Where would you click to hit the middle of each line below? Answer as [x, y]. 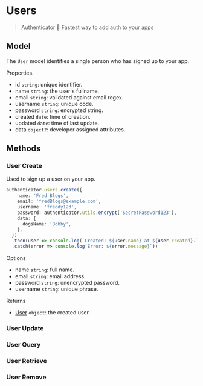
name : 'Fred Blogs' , [43, 196]
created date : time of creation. [53, 116]
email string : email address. [50, 276]
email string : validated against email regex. [69, 97]
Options [16, 258]
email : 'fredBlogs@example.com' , [59, 201]
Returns [16, 301]
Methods [24, 149]
